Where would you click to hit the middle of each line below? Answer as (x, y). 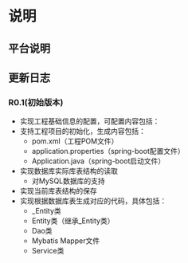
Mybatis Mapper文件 (66, 241)
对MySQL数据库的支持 (68, 181)
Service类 (48, 251)
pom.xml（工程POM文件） (75, 141)
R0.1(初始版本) (36, 102)
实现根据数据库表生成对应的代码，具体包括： (93, 201)
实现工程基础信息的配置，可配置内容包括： (90, 121)
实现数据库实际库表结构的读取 (69, 171)
